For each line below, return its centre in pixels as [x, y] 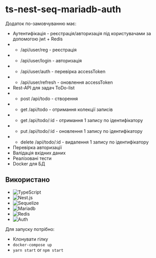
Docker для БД [29, 163]
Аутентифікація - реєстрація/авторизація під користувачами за [82, 33]
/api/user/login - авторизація [51, 60]
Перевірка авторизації [37, 147]
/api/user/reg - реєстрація [48, 50]
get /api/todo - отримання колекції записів [66, 109]
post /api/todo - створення [49, 99]
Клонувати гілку [30, 239]
